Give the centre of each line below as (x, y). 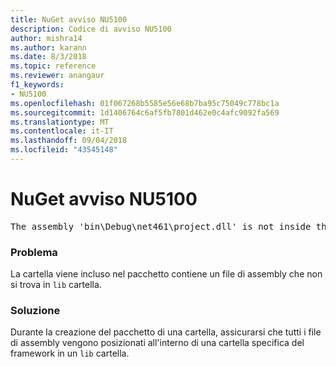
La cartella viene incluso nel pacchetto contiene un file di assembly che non (166, 274)
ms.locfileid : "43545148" (64, 150)
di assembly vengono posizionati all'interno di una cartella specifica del (157, 343)
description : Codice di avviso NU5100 (91, 29)
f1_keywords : (37, 85)
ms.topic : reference (53, 66)
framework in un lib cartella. (70, 353)
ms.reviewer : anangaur (57, 76)
